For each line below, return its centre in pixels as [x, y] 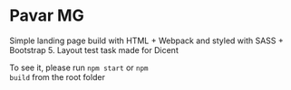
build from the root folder [58, 76]
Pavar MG [47, 16]
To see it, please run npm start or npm [79, 67]
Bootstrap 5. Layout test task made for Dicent [94, 49]
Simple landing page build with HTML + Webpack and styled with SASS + [146, 40]
